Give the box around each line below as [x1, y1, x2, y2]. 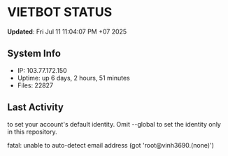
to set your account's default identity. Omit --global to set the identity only [7, 120, 222, 128]
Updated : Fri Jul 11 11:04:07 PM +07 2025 [7, 27, 127, 36]
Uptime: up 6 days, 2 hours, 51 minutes [17, 73, 131, 82]
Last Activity [7, 101, 64, 113]
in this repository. [7, 127, 57, 136]
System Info [7, 48, 62, 59]
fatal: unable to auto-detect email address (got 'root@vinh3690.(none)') [7, 141, 215, 149]
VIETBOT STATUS [7, 4, 113, 20]
